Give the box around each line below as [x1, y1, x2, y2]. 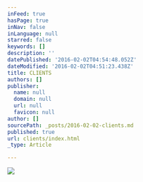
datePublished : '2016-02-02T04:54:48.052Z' [7, 56, 137, 63]
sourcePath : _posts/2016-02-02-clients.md [7, 121, 134, 129]
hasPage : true [7, 17, 49, 24]
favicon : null [13, 109, 55, 116]
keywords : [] [7, 43, 46, 50]
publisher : [7, 83, 39, 90]
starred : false [7, 37, 52, 44]
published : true [7, 128, 55, 135]
